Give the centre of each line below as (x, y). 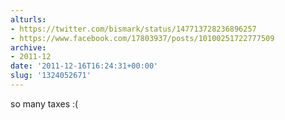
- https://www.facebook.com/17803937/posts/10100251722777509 (142, 38)
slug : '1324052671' (51, 76)
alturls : (28, 19)
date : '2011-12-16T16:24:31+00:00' (84, 66)
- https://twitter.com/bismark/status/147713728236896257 (133, 29)
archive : (28, 47)
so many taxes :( (44, 103)
